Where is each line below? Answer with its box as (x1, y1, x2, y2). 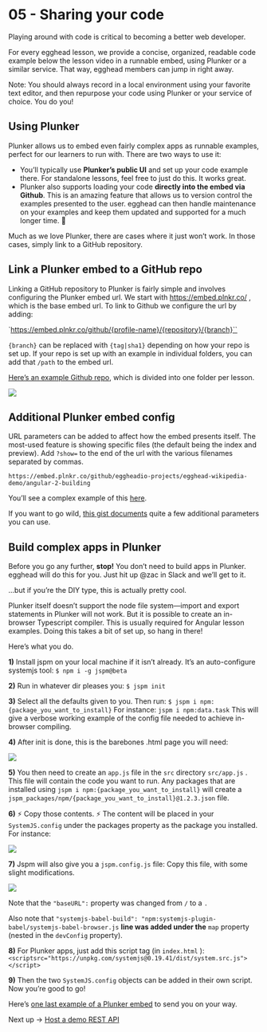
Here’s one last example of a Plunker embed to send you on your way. (8, 999, 238, 1009)
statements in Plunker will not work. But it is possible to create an (8, 610, 222, 619)
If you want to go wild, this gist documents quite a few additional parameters (8, 508, 260, 519)
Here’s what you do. (8, 642, 74, 651)
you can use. (8, 517, 51, 527)
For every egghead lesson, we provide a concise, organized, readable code (8, 47, 257, 57)
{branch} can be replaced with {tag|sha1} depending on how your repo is (8, 340, 250, 350)
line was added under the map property (120, 922, 249, 932)
